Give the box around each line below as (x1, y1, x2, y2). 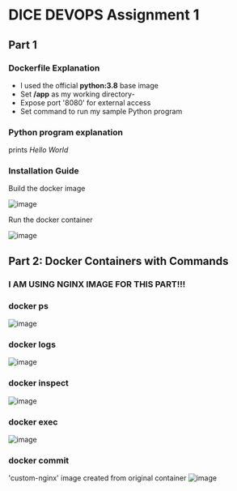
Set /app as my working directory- (19, 89, 135, 99)
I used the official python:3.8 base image (19, 80, 159, 90)
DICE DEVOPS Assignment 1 (8, 6, 200, 24)
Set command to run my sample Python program (19, 106, 183, 116)
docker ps (8, 300, 49, 311)
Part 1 (8, 38, 38, 52)
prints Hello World (8, 145, 69, 155)
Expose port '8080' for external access (19, 97, 151, 107)
